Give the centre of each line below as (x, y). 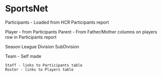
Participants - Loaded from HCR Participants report (57, 22)
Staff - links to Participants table (44, 65)
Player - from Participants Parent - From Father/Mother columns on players (81, 32)
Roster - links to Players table (39, 70)
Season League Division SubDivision (42, 46)
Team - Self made (23, 56)
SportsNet (27, 9)
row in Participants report (31, 37)
